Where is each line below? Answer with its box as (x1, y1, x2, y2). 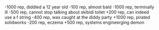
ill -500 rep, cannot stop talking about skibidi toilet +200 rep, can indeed (4, 9, 149, 15)
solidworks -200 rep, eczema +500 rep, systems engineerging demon (4, 19, 145, 25)
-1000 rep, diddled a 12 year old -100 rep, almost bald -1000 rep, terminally (4, 4, 155, 10)
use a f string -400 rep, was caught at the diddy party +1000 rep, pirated (4, 15, 150, 20)
